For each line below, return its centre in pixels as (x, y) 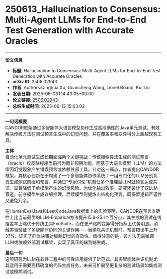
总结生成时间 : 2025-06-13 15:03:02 (48, 106)
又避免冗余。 (18, 200)
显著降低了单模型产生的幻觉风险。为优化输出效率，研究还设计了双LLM (86, 188)
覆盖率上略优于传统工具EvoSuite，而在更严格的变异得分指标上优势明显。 (80, 223)
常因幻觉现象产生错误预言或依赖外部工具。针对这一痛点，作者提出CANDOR (82, 169)
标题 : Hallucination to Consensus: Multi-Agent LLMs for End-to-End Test (86, 70)
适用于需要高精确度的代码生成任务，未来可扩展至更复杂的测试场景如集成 (83, 265)
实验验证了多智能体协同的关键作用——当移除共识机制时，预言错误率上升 (83, 230)
